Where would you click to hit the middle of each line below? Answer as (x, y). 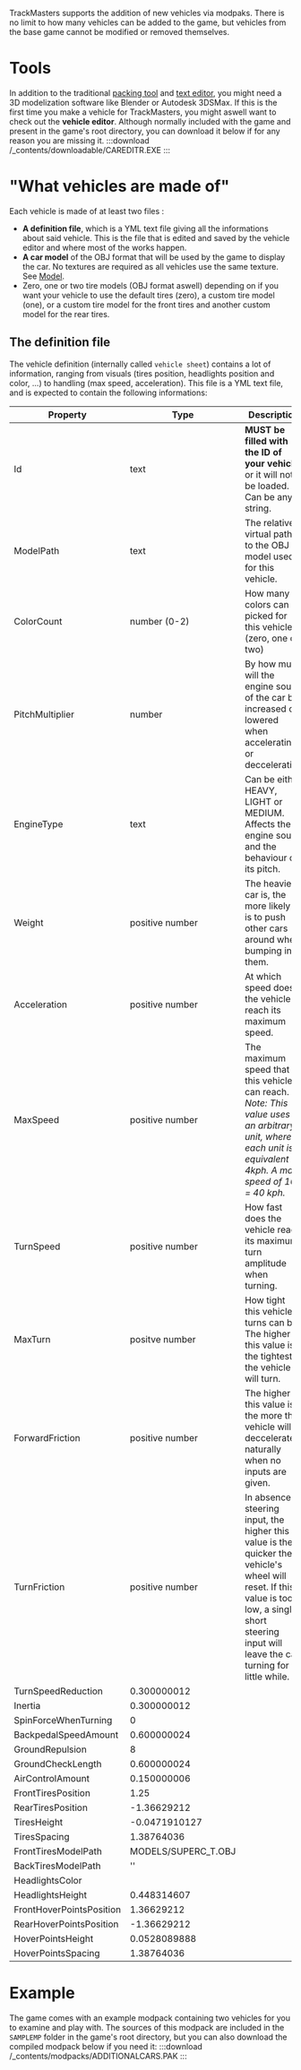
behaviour (266, 858)
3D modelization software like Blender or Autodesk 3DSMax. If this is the (143, 102)
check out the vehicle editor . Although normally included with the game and (150, 121)
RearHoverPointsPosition (66, 1924)
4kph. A (261, 1170)
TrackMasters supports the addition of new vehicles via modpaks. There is (147, 13)
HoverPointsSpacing (57, 1953)
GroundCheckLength (58, 1764)
